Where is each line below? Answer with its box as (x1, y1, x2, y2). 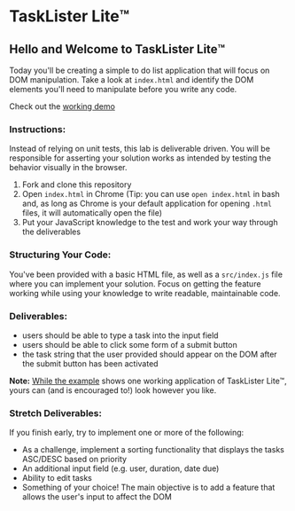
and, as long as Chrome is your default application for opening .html (21, 198, 272, 209)
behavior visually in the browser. (9, 162, 128, 173)
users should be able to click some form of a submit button (21, 339, 237, 350)
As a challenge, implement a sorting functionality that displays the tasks (21, 444, 285, 455)
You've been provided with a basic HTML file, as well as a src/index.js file (9, 269, 283, 279)
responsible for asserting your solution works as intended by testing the (9, 153, 272, 163)
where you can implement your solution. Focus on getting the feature (9, 278, 261, 289)
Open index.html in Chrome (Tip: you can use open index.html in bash (21, 189, 281, 200)
